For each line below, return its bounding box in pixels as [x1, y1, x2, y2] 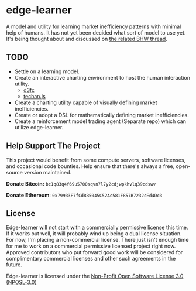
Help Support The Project [6, 141, 101, 151]
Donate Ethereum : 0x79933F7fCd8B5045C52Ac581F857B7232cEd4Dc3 [6, 191, 163, 198]
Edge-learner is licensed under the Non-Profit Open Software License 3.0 [6, 273, 184, 280]
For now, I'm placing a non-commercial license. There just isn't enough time [6, 237, 189, 244]
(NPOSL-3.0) [6, 279, 37, 286]
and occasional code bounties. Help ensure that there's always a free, [6, 162, 175, 170]
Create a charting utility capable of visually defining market [14, 99, 157, 106]
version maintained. [24, 169, 72, 176]
